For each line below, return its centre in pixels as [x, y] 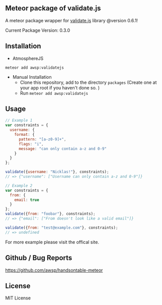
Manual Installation [32, 77]
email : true [27, 200]
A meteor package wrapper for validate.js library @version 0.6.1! [72, 20]
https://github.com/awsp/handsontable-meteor [54, 270]
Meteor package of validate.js [53, 8]
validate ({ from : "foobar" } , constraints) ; [50, 214]
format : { [25, 135]
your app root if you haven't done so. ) [60, 87]
